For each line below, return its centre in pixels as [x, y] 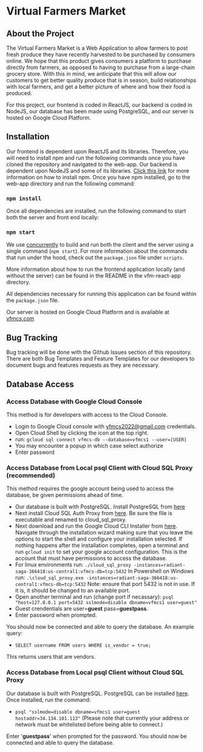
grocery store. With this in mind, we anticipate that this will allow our [92, 74]
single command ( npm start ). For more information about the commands [97, 251]
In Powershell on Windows [161, 571]
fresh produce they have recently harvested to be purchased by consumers [101, 55]
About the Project [40, 34]
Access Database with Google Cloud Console [74, 401]
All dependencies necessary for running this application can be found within [101, 294]
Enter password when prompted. [56, 615]
